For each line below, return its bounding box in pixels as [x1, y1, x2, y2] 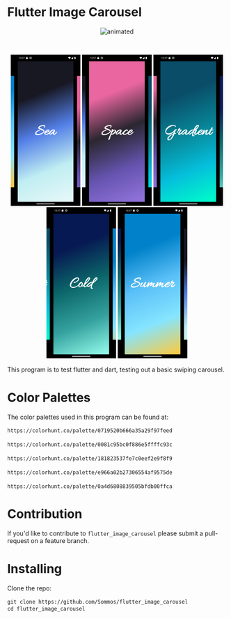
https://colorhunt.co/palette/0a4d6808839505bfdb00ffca [7, 483, 173, 490]
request [7, 537, 30, 545]
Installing [7, 561, 63, 577]
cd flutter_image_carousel [7, 605, 86, 612]
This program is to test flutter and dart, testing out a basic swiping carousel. [7, 365, 225, 374]
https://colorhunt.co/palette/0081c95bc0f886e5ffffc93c [7, 441, 173, 448]
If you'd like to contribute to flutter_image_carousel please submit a [7, 529, 204, 537]
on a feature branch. [31, 537, 89, 545]
